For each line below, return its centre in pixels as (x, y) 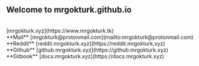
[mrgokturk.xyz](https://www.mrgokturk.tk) (60, 31)
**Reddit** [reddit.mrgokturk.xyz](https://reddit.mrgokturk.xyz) (86, 43)
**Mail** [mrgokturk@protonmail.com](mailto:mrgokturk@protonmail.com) (100, 37)
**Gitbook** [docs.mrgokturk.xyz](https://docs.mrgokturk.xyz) (85, 56)
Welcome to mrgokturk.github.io (69, 10)
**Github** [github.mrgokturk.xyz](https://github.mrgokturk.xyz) (87, 50)
